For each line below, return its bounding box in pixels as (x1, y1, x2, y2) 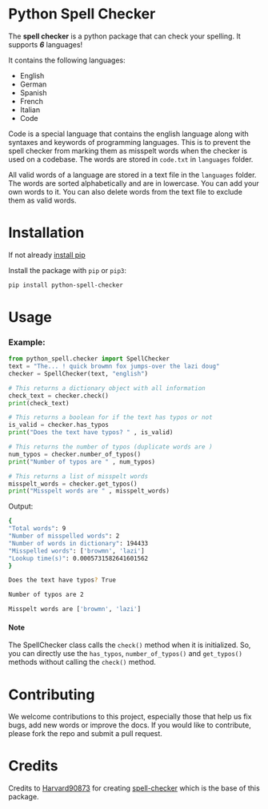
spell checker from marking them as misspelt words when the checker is (8, 146, 248, 155)
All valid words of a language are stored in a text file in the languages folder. (8, 170, 257, 179)
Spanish (19, 87, 47, 97)
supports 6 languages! (8, 39, 82, 49)
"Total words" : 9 (8, 525, 66, 533)
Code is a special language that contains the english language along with (8, 129, 250, 139)
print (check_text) (8, 399, 70, 407)
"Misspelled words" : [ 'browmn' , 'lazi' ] (8, 546, 146, 555)
